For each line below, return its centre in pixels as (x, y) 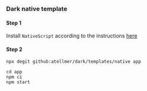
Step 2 (14, 49)
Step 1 (14, 23)
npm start (18, 82)
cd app (14, 72)
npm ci (14, 77)
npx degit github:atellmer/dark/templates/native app (74, 62)
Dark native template (37, 9)
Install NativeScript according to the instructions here (72, 36)
